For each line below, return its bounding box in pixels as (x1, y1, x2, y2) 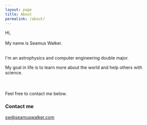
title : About (5, 12, 32, 17)
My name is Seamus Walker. (5, 40, 63, 46)
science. (5, 70, 23, 76)
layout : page (5, 7, 32, 12)
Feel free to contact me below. (5, 91, 67, 96)
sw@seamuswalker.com (5, 114, 55, 120)
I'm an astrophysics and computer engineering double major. (5, 55, 129, 61)
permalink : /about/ (5, 16, 45, 21)
